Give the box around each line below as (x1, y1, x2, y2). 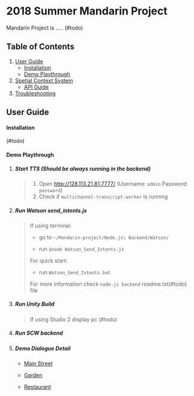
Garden (23, 372, 43, 379)
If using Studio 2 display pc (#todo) (29, 315, 117, 323)
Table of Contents (6, 42, 75, 52)
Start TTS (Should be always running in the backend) (14, 165, 151, 172)
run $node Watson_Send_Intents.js (38, 245, 124, 253)
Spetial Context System (14, 77, 73, 84)
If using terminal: (29, 222, 72, 229)
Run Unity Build (14, 300, 55, 308)
